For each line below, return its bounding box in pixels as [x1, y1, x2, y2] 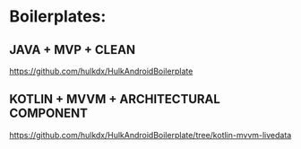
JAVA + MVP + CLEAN [9, 42, 136, 57]
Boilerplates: [9, 6, 107, 27]
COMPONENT [9, 106, 88, 121]
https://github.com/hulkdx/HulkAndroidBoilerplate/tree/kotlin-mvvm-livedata [9, 129, 292, 140]
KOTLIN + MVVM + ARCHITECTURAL [9, 92, 221, 107]
